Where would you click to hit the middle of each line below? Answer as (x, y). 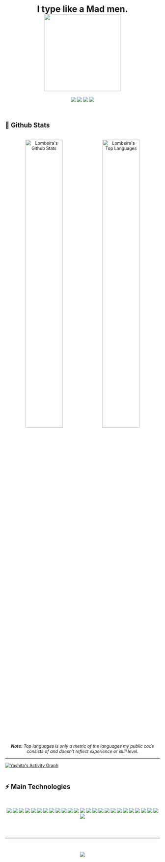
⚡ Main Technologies (38, 787)
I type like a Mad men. (82, 9)
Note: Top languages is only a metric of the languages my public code (82, 746)
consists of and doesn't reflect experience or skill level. (82, 751)
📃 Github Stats (27, 125)
